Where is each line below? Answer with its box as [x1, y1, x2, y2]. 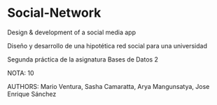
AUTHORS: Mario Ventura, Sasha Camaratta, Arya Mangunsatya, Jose [7, 82, 210, 90]
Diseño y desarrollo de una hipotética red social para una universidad [7, 41, 208, 50]
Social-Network [7, 5, 101, 21]
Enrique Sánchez [7, 90, 57, 98]
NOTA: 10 [7, 69, 34, 77]
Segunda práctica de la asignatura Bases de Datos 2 [7, 55, 159, 64]
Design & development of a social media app [7, 28, 136, 36]
